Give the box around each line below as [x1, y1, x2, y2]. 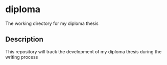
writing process [5, 54, 38, 60]
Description [5, 35, 43, 44]
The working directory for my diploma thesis [5, 20, 99, 26]
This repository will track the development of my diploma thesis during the [5, 48, 162, 54]
